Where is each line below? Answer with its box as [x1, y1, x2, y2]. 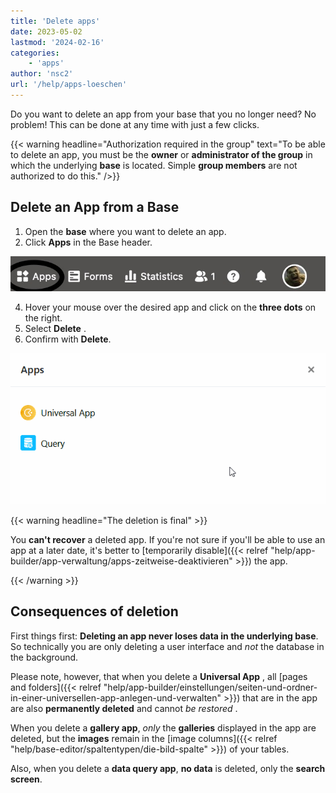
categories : [10, 48, 60, 58]
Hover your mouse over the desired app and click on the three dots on [24, 301, 317, 314]
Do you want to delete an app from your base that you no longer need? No [10, 108, 317, 120]
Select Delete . [24, 323, 87, 335]
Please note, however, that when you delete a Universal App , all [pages [10, 670, 308, 682]
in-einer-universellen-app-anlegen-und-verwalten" [10, 691, 222, 704]
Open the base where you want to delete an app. [24, 225, 227, 237]
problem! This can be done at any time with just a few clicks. [10, 118, 260, 130]
